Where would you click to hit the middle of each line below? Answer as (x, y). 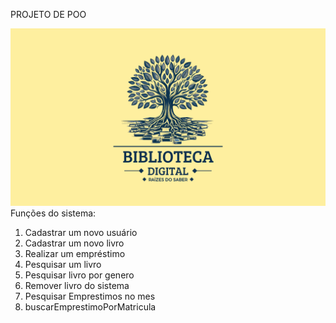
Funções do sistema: (53, 213)
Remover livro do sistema (77, 285)
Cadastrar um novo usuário (81, 232)
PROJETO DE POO (48, 14)
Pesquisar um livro (63, 264)
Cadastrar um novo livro (74, 243)
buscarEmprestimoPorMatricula (90, 306)
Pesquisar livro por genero (79, 275)
